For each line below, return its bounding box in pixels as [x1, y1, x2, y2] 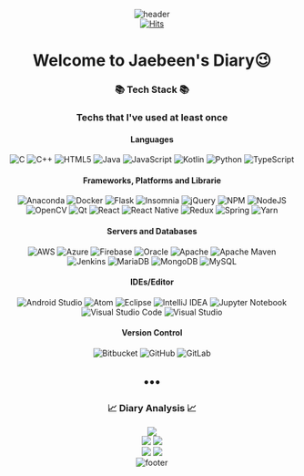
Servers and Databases [106, 226, 198, 237]
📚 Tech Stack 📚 [114, 83, 190, 96]
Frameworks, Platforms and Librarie [82, 174, 222, 186]
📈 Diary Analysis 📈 [106, 402, 198, 415]
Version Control [121, 327, 183, 338]
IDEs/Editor [129, 276, 175, 287]
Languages [130, 133, 174, 145]
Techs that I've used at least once [76, 111, 228, 124]
